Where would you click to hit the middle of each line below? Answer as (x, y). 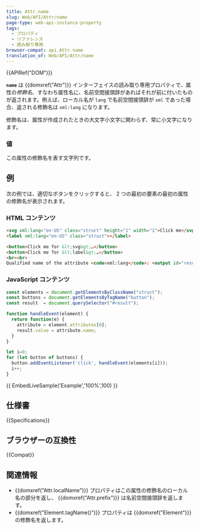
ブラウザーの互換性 (41, 440)
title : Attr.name (28, 12)
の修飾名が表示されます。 (37, 201)
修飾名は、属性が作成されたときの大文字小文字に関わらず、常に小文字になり (99, 120)
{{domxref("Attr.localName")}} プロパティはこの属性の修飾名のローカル (101, 490)
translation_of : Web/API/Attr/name (50, 56)
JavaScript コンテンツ (38, 280)
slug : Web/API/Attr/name (37, 17)
